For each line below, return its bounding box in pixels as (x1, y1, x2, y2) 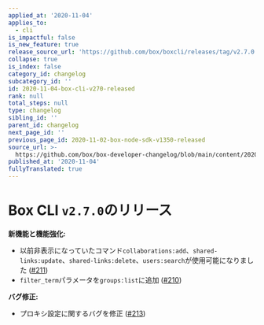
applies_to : (8, 19, 47, 27)
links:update (19, 257, 63, 264)
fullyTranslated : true (8, 165, 82, 173)
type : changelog (8, 107, 61, 115)
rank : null (8, 92, 44, 100)
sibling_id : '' (8, 114, 58, 122)
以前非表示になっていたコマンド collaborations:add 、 (19, 246, 193, 255)
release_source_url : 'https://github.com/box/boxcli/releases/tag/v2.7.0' (8, 48, 258, 56)
